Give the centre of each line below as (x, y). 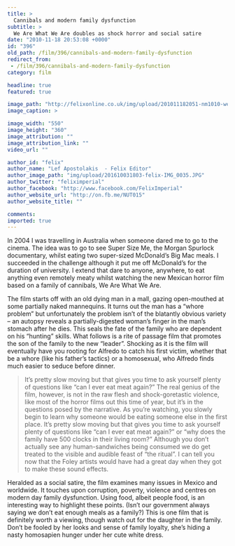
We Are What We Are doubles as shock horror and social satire (107, 33)
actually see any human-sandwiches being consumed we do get (117, 447)
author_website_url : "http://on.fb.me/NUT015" (76, 195)
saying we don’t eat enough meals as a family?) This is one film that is (108, 512)
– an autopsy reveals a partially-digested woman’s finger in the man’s (107, 321)
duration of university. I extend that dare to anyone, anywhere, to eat (106, 270)
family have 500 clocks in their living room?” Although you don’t (116, 439)
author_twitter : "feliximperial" (56, 182)
